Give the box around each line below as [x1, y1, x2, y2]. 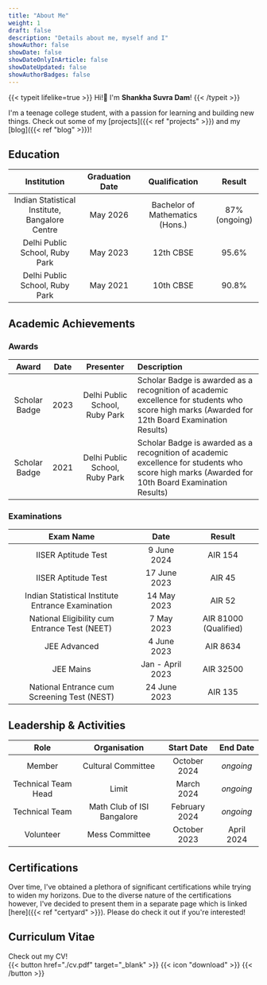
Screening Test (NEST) [29, 692, 115, 703]
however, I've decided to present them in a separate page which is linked [8, 899, 248, 909]
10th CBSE [153, 280, 194, 291]
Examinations [8, 511, 62, 522]
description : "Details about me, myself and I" [8, 33, 169, 42]
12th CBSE [153, 247, 194, 258]
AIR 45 [210, 573, 236, 584]
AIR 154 [207, 550, 238, 561]
